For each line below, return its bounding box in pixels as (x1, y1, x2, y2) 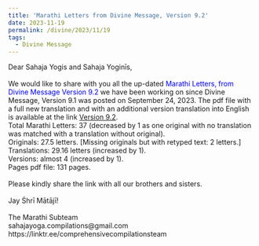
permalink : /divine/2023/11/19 (8, 26, 111, 34)
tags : (8, 33, 26, 42)
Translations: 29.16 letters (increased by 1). (8, 146, 147, 156)
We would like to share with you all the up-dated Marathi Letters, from (8, 79, 234, 89)
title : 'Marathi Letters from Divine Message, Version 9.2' (8, 11, 210, 20)
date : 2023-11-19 (8, 19, 65, 27)
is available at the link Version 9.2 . (8, 112, 119, 122)
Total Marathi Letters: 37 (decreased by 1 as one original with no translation (8, 121, 252, 130)
